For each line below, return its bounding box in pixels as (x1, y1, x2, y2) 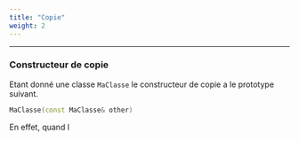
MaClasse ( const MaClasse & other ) (9, 106, 133, 114)
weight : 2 (9, 21, 46, 30)
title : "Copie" (9, 12, 66, 22)
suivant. (9, 88, 38, 98)
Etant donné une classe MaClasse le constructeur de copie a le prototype (9, 79, 274, 90)
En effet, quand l (9, 121, 69, 132)
